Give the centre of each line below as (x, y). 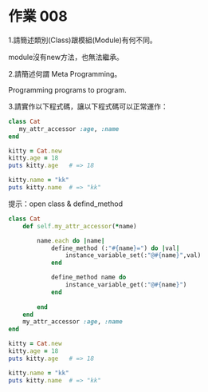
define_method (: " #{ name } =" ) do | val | (115, 248)
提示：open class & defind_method (66, 204)
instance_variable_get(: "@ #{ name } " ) (126, 285)
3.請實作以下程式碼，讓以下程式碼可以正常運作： (88, 106)
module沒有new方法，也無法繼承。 (66, 57)
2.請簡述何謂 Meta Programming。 (65, 73)
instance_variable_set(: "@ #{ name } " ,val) (133, 255)
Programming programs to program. (67, 89)
